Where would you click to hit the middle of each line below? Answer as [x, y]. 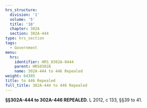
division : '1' [25, 15]
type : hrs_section [25, 39]
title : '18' [23, 24]
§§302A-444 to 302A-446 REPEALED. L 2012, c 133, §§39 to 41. [74, 100]
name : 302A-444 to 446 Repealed [49, 71]
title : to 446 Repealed [31, 81]
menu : [11, 52]
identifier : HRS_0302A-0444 [44, 62]
